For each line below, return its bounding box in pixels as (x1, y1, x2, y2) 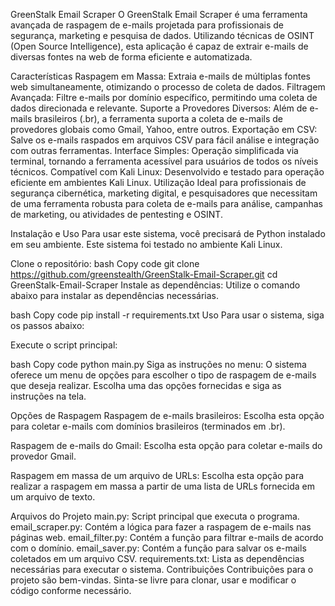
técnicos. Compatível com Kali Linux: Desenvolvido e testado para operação (10, 166, 325, 178)
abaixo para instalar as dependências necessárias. (10, 290, 219, 301)
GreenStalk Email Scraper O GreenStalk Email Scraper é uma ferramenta (10, 9, 308, 20)
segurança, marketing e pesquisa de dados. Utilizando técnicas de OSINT (10, 30, 315, 41)
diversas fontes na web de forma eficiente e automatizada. (10, 51, 253, 63)
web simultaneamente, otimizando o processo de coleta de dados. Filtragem (10, 81, 326, 93)
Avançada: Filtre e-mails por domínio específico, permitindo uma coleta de (10, 92, 318, 103)
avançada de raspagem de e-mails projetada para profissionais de (10, 19, 284, 31)
